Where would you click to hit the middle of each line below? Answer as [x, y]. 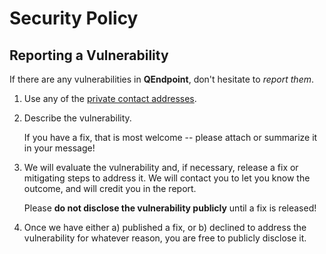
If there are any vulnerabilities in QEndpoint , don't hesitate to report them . [161, 79]
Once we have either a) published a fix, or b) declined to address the [165, 227]
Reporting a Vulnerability [89, 55]
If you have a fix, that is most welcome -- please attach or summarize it [170, 137]
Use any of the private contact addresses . [110, 98]
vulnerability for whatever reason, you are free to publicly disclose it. [165, 238]
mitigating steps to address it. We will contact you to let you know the [167, 178]
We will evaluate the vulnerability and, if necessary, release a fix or [161, 167]
